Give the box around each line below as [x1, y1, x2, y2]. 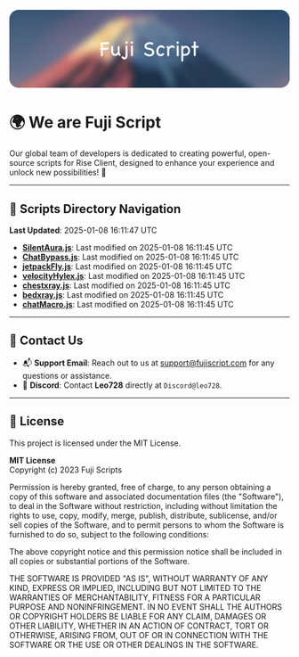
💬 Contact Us [9, 333, 84, 349]
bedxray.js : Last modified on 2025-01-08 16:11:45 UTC [21, 290, 224, 300]
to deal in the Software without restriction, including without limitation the [9, 500, 278, 511]
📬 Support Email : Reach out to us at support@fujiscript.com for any [21, 357, 275, 368]
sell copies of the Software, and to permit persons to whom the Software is [9, 519, 285, 530]
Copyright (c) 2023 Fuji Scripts [9, 464, 123, 475]
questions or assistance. [21, 370, 113, 381]
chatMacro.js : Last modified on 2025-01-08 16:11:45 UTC [21, 300, 234, 310]
